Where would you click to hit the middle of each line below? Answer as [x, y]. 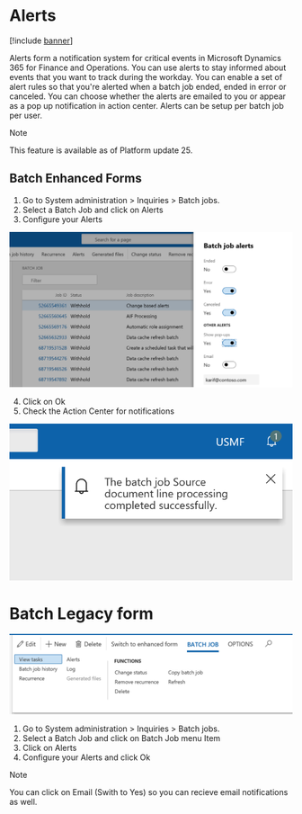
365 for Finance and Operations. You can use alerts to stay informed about [148, 67]
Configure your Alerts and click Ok [86, 757]
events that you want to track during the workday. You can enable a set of [146, 76]
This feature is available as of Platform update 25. [101, 150]
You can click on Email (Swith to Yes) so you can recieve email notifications [149, 792]
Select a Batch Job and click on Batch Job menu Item [121, 738]
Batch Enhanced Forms [75, 179]
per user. [26, 115]
